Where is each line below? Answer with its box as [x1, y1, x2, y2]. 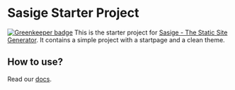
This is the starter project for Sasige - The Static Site [74, 28, 228, 37]
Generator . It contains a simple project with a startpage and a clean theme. [7, 35, 225, 44]
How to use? [7, 56, 64, 68]
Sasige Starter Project [7, 5, 139, 21]
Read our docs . [7, 75, 52, 83]
